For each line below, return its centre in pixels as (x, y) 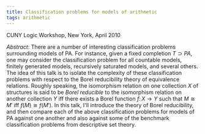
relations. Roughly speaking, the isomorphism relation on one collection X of (102, 85)
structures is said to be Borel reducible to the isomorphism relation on (94, 92)
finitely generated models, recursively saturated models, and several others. (102, 66)
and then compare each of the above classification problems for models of (100, 111)
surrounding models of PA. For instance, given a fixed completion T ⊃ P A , (99, 53)
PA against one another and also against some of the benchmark (88, 118)
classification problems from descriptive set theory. (71, 124)
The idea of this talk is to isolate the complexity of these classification (94, 72)
